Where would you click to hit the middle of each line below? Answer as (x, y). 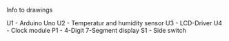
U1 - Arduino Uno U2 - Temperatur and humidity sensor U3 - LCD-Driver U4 (114, 23)
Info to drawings (30, 10)
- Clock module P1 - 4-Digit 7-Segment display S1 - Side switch (97, 30)
